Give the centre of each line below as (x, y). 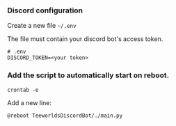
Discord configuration (45, 10)
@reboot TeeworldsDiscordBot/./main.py (65, 116)
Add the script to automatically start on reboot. (88, 75)
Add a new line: (30, 102)
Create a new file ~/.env (42, 26)
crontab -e (23, 90)
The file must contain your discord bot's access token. (85, 39)
